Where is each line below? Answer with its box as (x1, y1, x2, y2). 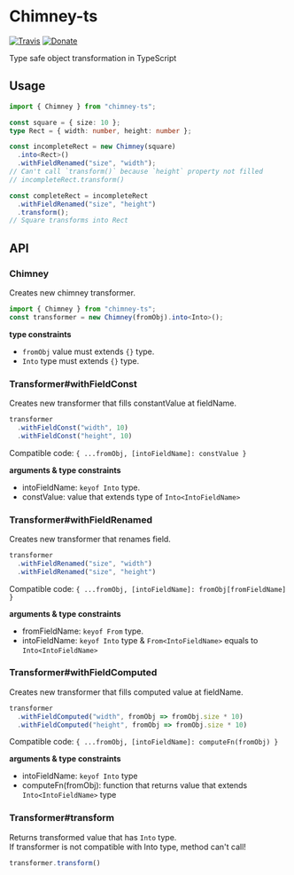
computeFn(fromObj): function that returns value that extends (21, 780, 248, 791)
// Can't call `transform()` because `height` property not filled (9, 167, 264, 176)
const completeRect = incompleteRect (9, 191, 149, 201)
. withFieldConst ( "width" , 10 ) (17, 423, 128, 432)
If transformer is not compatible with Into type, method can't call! (9, 841, 246, 852)
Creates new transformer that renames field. (9, 533, 171, 544)
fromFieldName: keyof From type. (21, 626, 144, 636)
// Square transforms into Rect (9, 216, 128, 225)
